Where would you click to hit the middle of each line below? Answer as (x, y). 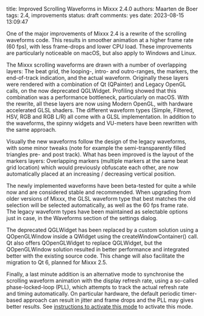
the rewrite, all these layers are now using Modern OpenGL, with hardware (100, 104)
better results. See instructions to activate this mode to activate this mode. (100, 307)
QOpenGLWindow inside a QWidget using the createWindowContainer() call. (102, 236)
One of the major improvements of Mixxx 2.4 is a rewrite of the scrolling (97, 34)
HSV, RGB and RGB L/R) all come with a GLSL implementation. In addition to (101, 117)
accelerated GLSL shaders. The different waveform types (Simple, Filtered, (100, 110)
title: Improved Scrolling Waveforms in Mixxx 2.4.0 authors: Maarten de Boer (102, 9)
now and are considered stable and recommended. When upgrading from (99, 192)
